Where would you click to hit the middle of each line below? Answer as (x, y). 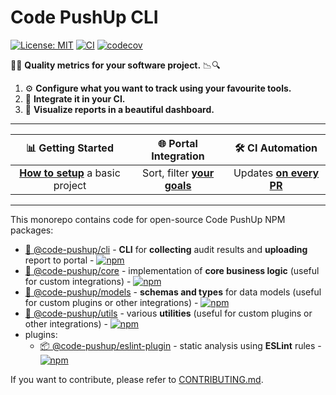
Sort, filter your (178, 173)
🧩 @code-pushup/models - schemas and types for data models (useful (173, 292)
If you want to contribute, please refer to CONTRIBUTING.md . (137, 379)
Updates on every (276, 173)
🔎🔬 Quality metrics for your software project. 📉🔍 (115, 65)
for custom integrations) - (78, 281)
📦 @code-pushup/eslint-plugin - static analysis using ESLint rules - (180, 345)
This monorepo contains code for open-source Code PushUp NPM (148, 219)
